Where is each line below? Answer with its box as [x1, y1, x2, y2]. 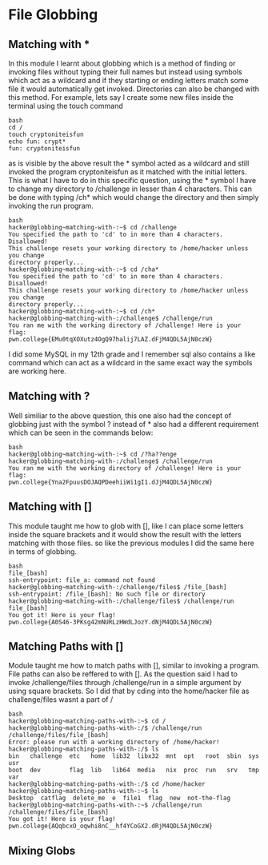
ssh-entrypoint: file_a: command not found [8, 576, 156, 584]
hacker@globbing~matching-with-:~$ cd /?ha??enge [8, 450, 178, 458]
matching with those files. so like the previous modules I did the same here [8, 538, 254, 548]
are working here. [8, 366, 66, 376]
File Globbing [8, 6, 98, 24]
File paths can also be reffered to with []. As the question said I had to [8, 669, 238, 679]
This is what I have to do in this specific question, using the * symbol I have [8, 176, 257, 185]
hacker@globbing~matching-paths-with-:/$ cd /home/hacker [8, 780, 206, 788]
